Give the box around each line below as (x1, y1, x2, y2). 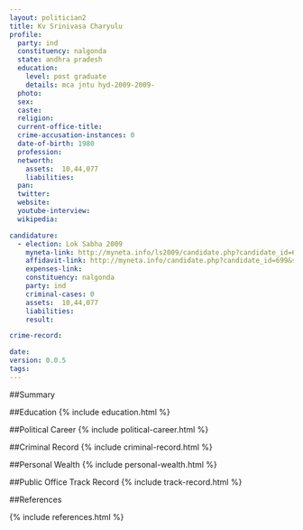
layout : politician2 (9, 13, 87, 23)
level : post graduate (25, 72, 106, 81)
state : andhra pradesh (17, 55, 103, 64)
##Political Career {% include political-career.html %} (9, 423, 209, 434)
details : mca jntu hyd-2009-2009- (25, 80, 155, 89)
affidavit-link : (25, 256, 87, 265)
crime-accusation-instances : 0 (17, 131, 135, 140)
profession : (17, 147, 63, 156)
